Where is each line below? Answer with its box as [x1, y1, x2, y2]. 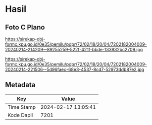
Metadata [5, 81, 36, 89]
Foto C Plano [5, 23, 45, 31]
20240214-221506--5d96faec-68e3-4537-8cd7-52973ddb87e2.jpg [5, 66, 145, 72]
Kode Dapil [7, 112, 33, 119]
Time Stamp [7, 103, 36, 110]
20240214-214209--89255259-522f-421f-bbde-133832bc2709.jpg [5, 47, 143, 52]
